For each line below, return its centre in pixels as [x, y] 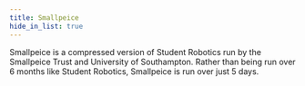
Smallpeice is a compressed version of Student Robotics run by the [136, 52]
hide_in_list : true [46, 26]
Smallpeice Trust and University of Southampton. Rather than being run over [152, 62]
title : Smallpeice [44, 18]
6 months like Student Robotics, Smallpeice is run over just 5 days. [134, 71]
